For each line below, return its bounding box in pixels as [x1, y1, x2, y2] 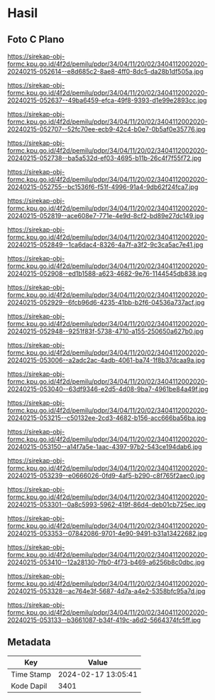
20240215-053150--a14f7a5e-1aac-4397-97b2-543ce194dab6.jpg [7, 443, 202, 451]
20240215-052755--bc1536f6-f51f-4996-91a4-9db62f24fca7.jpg [7, 183, 199, 191]
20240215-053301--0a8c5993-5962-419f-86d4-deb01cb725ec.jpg [7, 500, 206, 509]
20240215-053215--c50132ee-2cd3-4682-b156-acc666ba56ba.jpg [7, 414, 206, 422]
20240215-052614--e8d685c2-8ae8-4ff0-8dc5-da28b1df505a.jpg [7, 68, 204, 75]
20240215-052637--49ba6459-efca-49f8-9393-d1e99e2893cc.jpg [7, 96, 207, 104]
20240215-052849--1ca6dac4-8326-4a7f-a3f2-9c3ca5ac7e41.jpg [7, 240, 204, 249]
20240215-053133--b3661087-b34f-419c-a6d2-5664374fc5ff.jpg [7, 616, 201, 624]
